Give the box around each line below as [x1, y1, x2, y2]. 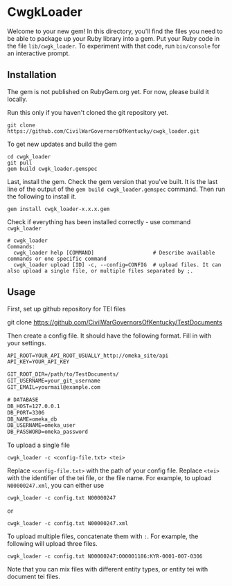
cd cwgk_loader [7, 153, 51, 160]
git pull [7, 159, 33, 166]
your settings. [7, 338, 46, 347]
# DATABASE [7, 396, 39, 403]
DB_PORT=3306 [7, 409, 45, 416]
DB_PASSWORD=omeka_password [7, 428, 89, 436]
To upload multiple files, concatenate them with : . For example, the [7, 532, 199, 540]
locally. [7, 95, 28, 103]
